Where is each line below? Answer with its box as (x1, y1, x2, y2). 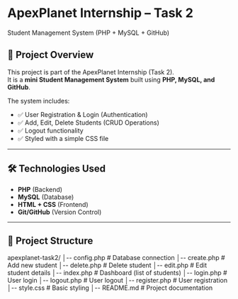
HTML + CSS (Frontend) (17, 200, 89, 208)
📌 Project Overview (7, 49, 94, 61)
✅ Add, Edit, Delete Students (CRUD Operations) (17, 118, 159, 127)
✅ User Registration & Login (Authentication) (17, 110, 148, 118)
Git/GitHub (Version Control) (17, 208, 102, 216)
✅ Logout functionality (17, 126, 84, 135)
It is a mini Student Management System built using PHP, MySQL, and (7, 75, 215, 84)
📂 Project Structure (7, 235, 93, 247)
